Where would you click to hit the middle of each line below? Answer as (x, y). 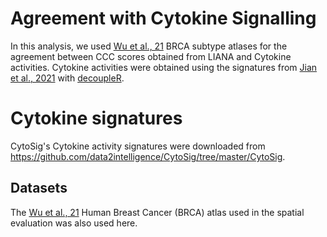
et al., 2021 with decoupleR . (67, 78)
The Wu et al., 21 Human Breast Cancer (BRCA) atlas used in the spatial (157, 212)
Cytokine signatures (96, 118)
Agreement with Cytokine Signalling (163, 18)
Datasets (39, 188)
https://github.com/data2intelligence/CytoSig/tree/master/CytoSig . (148, 156)
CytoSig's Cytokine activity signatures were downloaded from (138, 146)
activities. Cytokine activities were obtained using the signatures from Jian (164, 67)
